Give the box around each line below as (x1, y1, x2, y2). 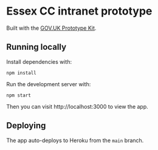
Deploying (6, 120, 46, 131)
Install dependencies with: (6, 58, 72, 65)
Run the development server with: (6, 80, 91, 87)
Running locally (6, 42, 67, 52)
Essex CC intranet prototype (6, 4, 153, 18)
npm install (6, 70, 36, 76)
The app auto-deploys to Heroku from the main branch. (6, 137, 144, 144)
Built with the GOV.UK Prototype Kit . (6, 24, 97, 32)
